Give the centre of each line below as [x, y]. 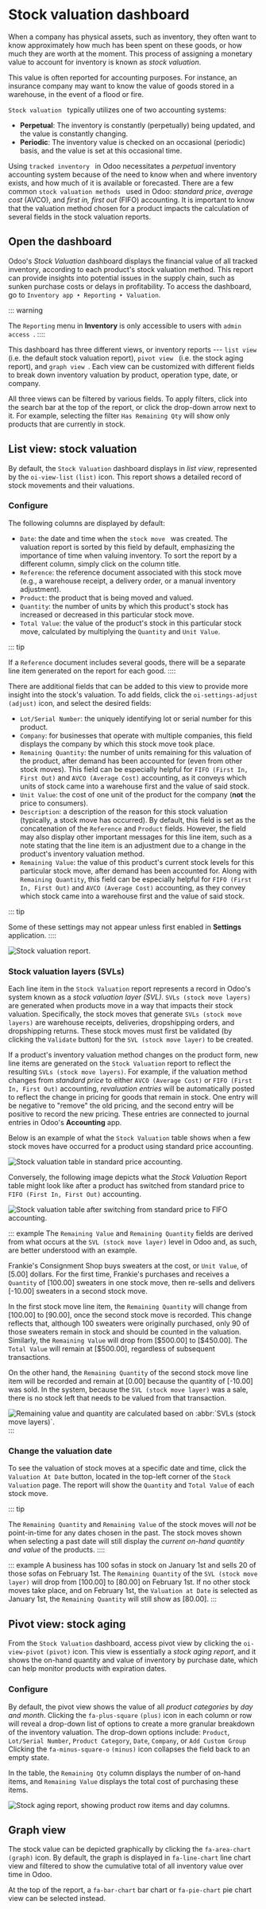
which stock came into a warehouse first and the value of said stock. [132, 896]
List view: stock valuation [73, 449]
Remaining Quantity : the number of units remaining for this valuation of [136, 752]
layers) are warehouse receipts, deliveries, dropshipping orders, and [121, 1023]
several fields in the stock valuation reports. [80, 216]
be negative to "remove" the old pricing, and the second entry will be [121, 1106]
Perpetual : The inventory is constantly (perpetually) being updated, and [137, 125]
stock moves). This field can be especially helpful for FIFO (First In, [134, 769]
